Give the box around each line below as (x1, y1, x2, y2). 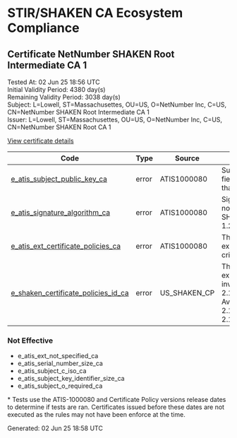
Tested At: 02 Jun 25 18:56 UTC (7, 78, 100, 86)
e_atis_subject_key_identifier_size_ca (17, 374, 125, 383)
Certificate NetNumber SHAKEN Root (7, 48, 175, 60)
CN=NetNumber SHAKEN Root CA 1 (7, 123, 111, 131)
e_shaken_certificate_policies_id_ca (11, 288, 129, 297)
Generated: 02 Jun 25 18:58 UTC (7, 424, 104, 432)
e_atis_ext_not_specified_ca (17, 352, 99, 360)
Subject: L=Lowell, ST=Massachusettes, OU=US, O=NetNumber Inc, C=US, (7, 100, 227, 109)
